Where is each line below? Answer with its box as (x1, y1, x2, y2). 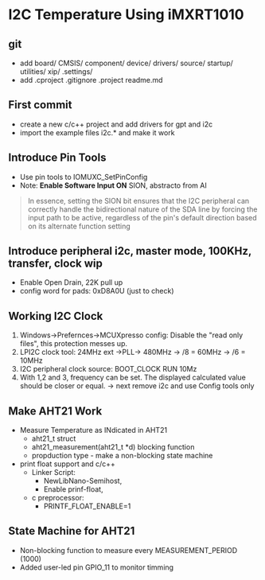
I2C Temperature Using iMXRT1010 (8, 6, 244, 24)
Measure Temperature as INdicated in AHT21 (19, 426, 168, 435)
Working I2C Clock (8, 309, 103, 323)
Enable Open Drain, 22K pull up (19, 278, 123, 287)
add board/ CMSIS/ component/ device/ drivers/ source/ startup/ (19, 58, 233, 68)
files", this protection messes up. (19, 339, 127, 348)
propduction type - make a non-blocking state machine (31, 451, 213, 461)
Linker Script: (31, 468, 76, 477)
